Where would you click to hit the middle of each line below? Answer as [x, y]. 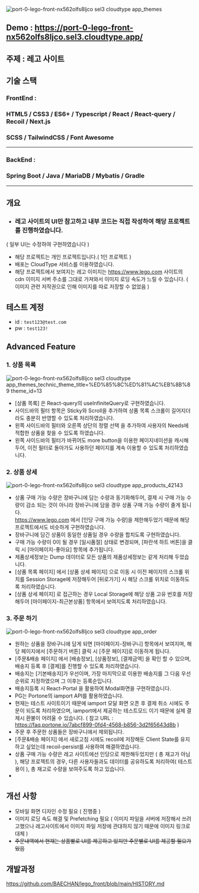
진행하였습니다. [42, 230]
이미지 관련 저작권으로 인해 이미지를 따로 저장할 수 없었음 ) [82, 287]
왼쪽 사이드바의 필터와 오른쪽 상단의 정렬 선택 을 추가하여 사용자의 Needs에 [102, 425]
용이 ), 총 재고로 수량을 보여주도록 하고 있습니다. [70, 769]
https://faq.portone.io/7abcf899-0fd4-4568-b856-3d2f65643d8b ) [97, 725]
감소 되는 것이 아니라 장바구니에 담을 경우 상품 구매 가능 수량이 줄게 [103, 505]
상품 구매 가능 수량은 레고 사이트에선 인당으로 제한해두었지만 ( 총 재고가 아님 [102, 754]
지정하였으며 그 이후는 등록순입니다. [72, 681]
